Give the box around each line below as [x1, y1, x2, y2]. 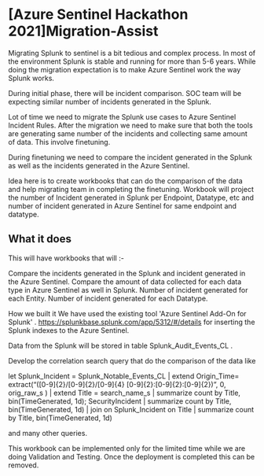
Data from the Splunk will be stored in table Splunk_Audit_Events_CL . [8, 341, 233, 350]
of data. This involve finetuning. [8, 137, 111, 146]
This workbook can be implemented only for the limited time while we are [8, 443, 246, 453]
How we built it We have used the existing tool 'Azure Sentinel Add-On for [8, 308, 247, 318]
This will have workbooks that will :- [8, 253, 124, 263]
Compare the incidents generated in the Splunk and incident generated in [8, 268, 246, 278]
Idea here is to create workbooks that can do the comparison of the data [8, 175, 244, 186]
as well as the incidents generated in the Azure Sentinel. [8, 161, 190, 170]
